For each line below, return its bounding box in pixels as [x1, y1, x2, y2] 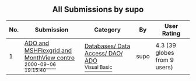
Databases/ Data [84, 42, 131, 50]
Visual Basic [84, 64, 113, 71]
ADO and [24, 39, 50, 47]
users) [155, 63, 173, 71]
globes [155, 48, 174, 57]
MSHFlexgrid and [24, 46, 72, 54]
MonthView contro [24, 54, 75, 62]
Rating [162, 29, 181, 37]
